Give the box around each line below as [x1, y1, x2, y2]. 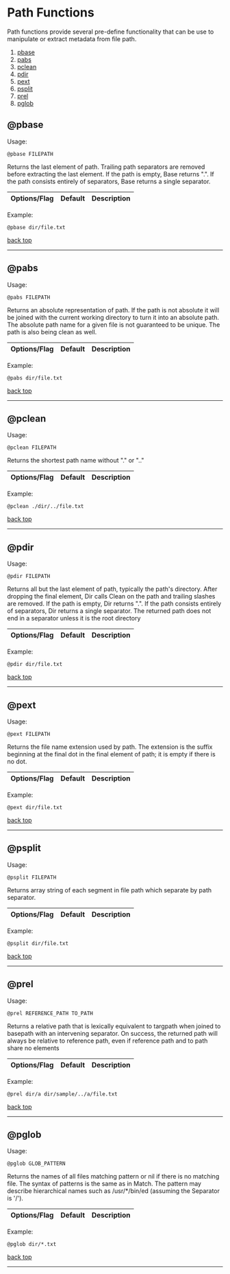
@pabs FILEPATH [7, 294, 51, 301]
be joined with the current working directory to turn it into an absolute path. [7, 313, 220, 321]
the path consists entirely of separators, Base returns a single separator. [7, 177, 211, 185]
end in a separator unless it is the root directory [7, 614, 141, 623]
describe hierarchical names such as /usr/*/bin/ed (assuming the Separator [7, 1187, 220, 1195]
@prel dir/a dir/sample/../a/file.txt [7, 1090, 118, 1098]
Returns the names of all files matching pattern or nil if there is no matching [7, 1172, 220, 1181]
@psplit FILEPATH [7, 874, 57, 881]
